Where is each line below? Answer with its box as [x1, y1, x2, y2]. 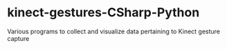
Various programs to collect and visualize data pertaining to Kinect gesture [7, 27, 220, 35]
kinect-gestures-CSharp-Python [7, 5, 200, 20]
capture [7, 34, 30, 42]
